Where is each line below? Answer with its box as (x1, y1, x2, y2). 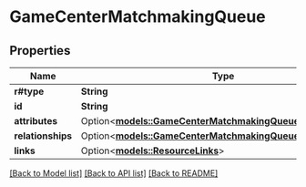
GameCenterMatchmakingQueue (9, 6, 266, 27)
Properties (9, 43, 71, 58)
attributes (14, 115, 57, 127)
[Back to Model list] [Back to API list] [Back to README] (9, 168, 219, 179)
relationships (14, 130, 73, 142)
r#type (14, 85, 45, 98)
